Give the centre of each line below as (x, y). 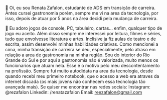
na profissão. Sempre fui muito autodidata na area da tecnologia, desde (79, 71)
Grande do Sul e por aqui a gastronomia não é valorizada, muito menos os (82, 60)
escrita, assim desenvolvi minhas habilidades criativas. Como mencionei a (82, 44)
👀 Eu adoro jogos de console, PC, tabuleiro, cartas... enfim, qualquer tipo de (84, 28)
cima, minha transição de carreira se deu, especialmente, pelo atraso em (80, 49)
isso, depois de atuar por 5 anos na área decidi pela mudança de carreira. (81, 18)
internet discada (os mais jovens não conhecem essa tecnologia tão (75, 81)
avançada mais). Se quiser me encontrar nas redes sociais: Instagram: (78, 87)
